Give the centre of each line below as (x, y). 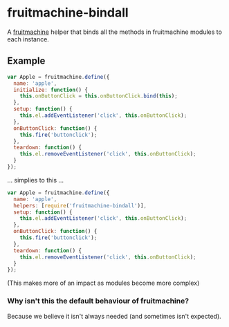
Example (26, 61)
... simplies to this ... (36, 180)
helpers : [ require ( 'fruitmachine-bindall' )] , (80, 205)
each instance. (28, 39)
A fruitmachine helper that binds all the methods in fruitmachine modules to (115, 32)
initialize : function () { (51, 90)
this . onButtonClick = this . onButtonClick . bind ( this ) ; (99, 96)
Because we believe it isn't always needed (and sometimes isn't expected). (114, 316)
